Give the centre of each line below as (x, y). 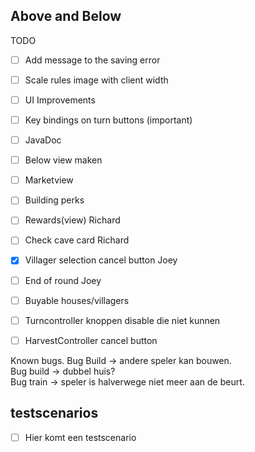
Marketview (49, 180)
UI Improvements (60, 100)
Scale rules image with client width (96, 80)
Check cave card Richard (77, 240)
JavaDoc (43, 140)
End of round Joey (63, 280)
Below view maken (63, 160)
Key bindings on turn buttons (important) (108, 120)
